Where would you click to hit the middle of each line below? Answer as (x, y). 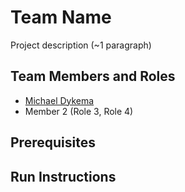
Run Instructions (63, 176)
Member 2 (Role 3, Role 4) (79, 111)
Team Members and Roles (93, 76)
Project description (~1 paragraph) (81, 45)
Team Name (61, 17)
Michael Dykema (59, 100)
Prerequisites (53, 142)
